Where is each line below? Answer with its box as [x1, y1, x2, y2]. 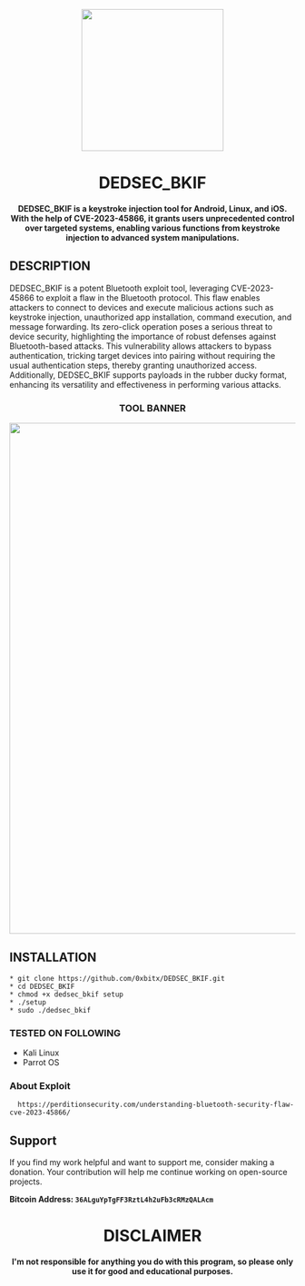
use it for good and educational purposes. [72, 1265, 233, 1276]
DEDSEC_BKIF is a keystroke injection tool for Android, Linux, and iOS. [17, 203, 288, 213]
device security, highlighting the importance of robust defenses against [9, 331, 277, 341]
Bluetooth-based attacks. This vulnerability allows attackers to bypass [9, 341, 272, 351]
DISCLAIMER [103, 1226, 202, 1246]
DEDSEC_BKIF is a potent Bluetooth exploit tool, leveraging [9, 282, 230, 293]
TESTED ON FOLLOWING [9, 1026, 121, 1039]
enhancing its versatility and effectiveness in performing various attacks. [9, 379, 281, 390]
